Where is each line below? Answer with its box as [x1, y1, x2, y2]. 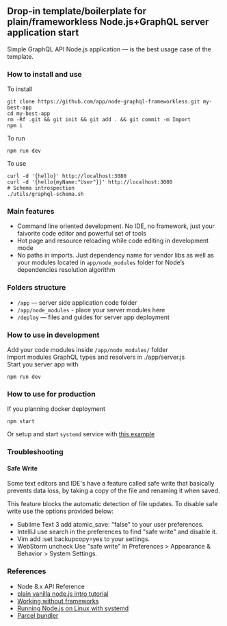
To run [7, 134, 26, 142]
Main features [7, 207, 55, 216]
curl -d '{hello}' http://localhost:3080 [7, 173, 127, 180]
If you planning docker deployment [7, 405, 106, 413]
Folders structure [7, 283, 66, 292]
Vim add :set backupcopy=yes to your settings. [16, 535, 150, 543]
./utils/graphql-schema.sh [7, 191, 84, 198]
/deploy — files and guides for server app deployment [16, 313, 170, 321]
